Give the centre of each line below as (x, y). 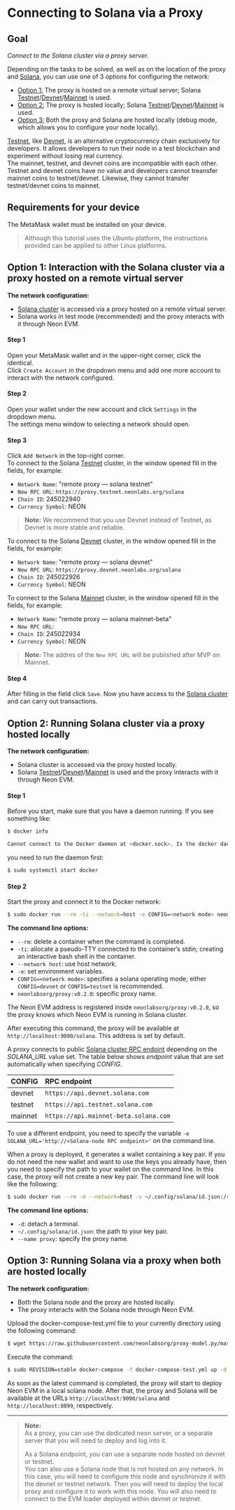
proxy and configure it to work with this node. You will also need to (120, 1491)
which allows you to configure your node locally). (88, 127)
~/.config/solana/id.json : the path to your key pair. (93, 1231)
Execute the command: (41, 1357)
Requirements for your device (73, 208)
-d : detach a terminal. (48, 1224)
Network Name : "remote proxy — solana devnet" (85, 562)
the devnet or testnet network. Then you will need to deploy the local (124, 1483)
